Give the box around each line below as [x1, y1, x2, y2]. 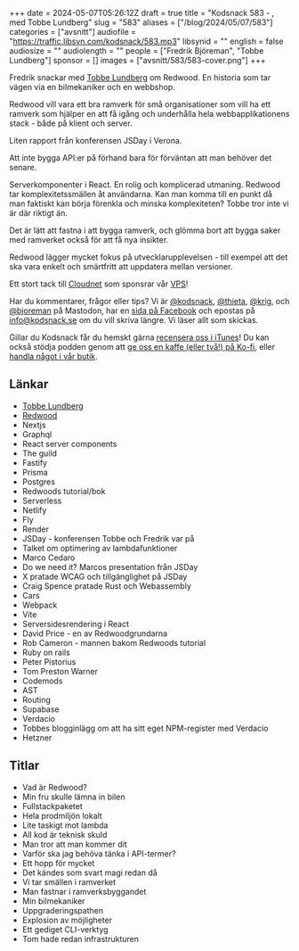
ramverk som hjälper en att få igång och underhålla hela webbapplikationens [9, 109, 290, 119]
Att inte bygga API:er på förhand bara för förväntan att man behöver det [9, 153, 272, 163]
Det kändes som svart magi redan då [21, 867, 158, 878]
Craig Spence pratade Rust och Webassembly [21, 580, 191, 591]
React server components [21, 438, 117, 449]
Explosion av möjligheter [21, 914, 113, 925]
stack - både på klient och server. [9, 118, 133, 128]
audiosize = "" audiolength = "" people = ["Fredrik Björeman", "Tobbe [9, 45, 264, 56]
